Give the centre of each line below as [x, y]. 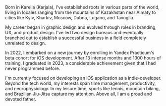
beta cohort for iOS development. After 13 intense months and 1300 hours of [83, 58]
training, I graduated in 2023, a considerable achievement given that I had [81, 63]
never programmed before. [33, 68]
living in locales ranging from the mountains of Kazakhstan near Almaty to [81, 12]
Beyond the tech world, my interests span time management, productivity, [81, 83]
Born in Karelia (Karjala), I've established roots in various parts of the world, [82, 7]
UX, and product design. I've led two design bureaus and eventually [74, 32]
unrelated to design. [26, 43]
